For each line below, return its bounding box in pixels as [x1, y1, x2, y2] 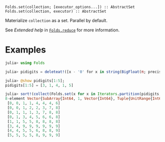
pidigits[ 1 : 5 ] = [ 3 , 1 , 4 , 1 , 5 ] [5, 83, 74, 88]
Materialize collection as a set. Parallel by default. [5, 18, 108, 23]
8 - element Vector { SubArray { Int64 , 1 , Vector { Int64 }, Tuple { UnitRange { [5, 96, 153, 101]
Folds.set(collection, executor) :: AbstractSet [5, 9, 107, 14]
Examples [5, 44, 46, 56]
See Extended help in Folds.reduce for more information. [5, 27, 120, 33]
